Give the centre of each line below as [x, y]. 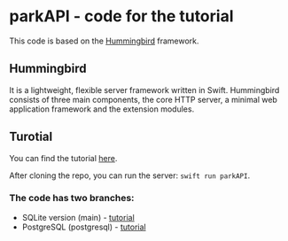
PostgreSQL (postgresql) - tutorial [84, 227]
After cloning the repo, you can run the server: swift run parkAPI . [130, 175]
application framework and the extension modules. [102, 109]
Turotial [31, 137]
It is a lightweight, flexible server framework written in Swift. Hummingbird [144, 89]
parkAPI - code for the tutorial [121, 16]
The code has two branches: [72, 198]
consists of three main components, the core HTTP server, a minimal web [143, 99]
